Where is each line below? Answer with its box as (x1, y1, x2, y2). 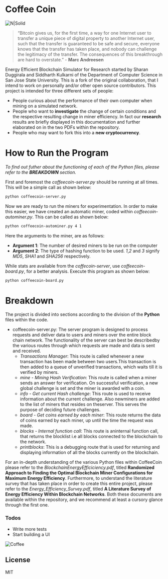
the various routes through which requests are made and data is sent (12, 343, 155, 349)
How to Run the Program (5, 147, 109, 159)
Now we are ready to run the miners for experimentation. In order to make (5, 203, 158, 209)
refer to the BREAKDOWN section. (5, 169, 77, 175)
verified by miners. (20, 369, 59, 375)
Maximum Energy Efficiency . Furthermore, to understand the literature (5, 475, 152, 481)
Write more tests (12, 526, 47, 532)
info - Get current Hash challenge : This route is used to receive (20, 391, 151, 397)
